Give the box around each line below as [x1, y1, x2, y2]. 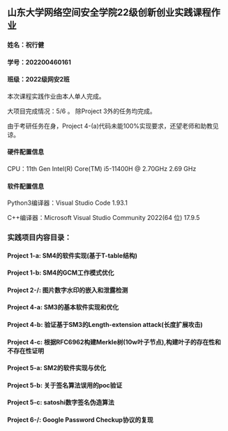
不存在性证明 [7, 346, 44, 355]
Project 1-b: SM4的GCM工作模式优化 [7, 268, 114, 277]
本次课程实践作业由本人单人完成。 [7, 92, 105, 100]
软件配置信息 [7, 182, 44, 190]
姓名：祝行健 [7, 41, 44, 49]
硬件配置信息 [7, 147, 44, 156]
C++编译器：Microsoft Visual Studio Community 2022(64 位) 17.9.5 [7, 214, 200, 222]
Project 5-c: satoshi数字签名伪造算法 [7, 398, 115, 407]
